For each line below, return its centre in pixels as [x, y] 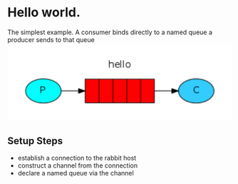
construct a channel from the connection [77, 165]
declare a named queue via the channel [76, 173]
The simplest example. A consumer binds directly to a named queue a [110, 32]
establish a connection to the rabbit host [77, 158]
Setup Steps [35, 141]
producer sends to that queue [51, 39]
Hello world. [44, 12]
